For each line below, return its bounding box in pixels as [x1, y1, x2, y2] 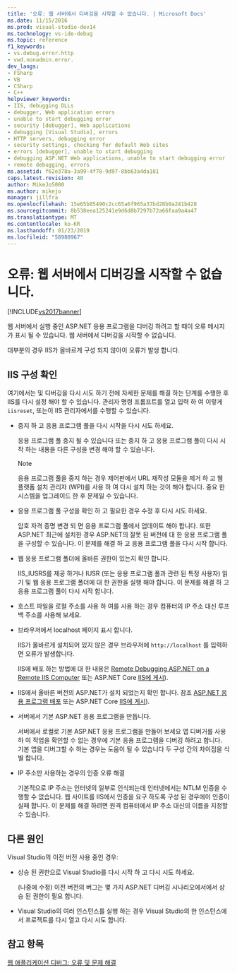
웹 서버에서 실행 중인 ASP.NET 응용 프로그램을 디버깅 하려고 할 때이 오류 [7, 322, 207, 330]
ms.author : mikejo [7, 188, 61, 195]
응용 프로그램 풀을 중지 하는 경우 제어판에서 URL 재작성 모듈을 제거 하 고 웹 [17, 474, 224, 482]
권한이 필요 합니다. [32, 891, 84, 900]
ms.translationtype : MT [7, 214, 78, 221]
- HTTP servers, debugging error [7, 135, 106, 142]
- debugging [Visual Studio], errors [7, 129, 119, 136]
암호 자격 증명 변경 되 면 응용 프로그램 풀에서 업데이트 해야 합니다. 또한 [17, 522, 212, 530]
